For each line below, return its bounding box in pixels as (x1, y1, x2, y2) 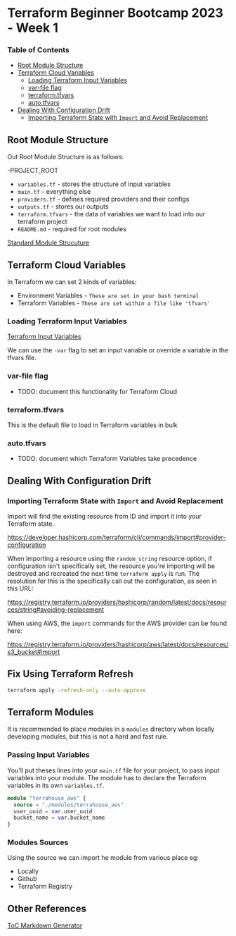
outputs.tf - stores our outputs (17, 202, 109, 211)
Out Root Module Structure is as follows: (7, 153, 124, 161)
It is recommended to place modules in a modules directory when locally (7, 725, 215, 734)
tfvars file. (7, 354, 37, 362)
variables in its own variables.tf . (7, 781, 105, 789)
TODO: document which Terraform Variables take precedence (17, 455, 197, 463)
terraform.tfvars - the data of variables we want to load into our (17, 210, 206, 218)
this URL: (7, 584, 34, 593)
